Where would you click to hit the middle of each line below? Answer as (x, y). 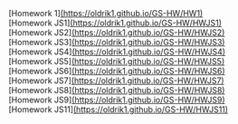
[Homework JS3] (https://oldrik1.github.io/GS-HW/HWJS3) (117, 42)
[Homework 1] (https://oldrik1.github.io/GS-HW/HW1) (106, 13)
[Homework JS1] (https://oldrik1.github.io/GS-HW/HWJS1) (115, 23)
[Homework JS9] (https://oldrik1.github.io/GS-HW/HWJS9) (117, 100)
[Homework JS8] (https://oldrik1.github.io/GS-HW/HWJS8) (117, 90)
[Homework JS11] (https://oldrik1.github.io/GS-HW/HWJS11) (118, 110)
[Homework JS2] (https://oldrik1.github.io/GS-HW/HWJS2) (117, 33)
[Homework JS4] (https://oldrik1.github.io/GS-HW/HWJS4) (117, 52)
